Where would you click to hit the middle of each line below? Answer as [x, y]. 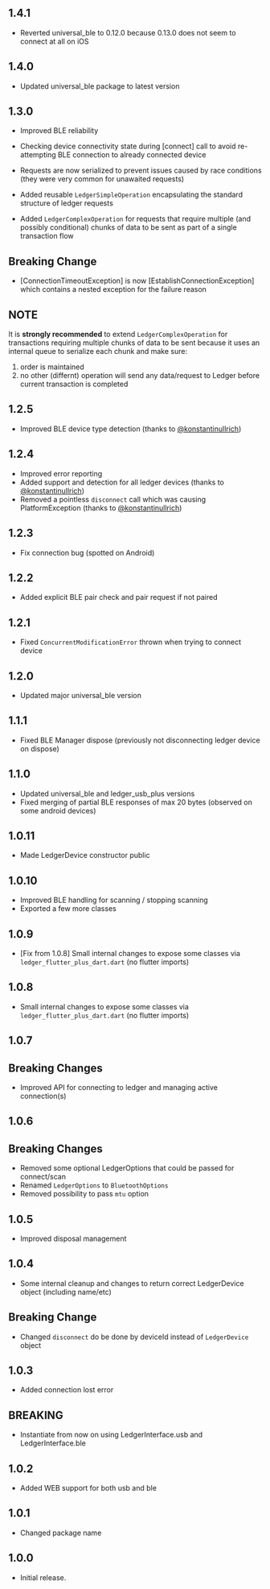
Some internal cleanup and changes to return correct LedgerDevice [132, 1283]
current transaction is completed [74, 384]
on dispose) [40, 748]
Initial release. [43, 1577]
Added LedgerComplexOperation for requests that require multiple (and [135, 219]
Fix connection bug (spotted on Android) [87, 552]
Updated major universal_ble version [81, 695]
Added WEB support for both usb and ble [88, 1488]
